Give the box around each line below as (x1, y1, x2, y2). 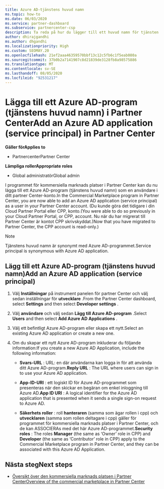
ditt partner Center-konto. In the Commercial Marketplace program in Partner (5, 192, 159, 198)
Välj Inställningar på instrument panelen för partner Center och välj (12, 290, 148, 296)
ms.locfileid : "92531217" (5, 75, 58, 80)
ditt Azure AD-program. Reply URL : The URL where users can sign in (19, 365, 159, 370)
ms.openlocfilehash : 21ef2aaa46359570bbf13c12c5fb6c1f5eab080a (5, 52, 137, 58)
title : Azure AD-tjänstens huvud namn (5, 7, 84, 12)
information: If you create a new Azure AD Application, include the (12, 345, 144, 351)
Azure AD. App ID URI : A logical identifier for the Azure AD (19, 390, 137, 396)
